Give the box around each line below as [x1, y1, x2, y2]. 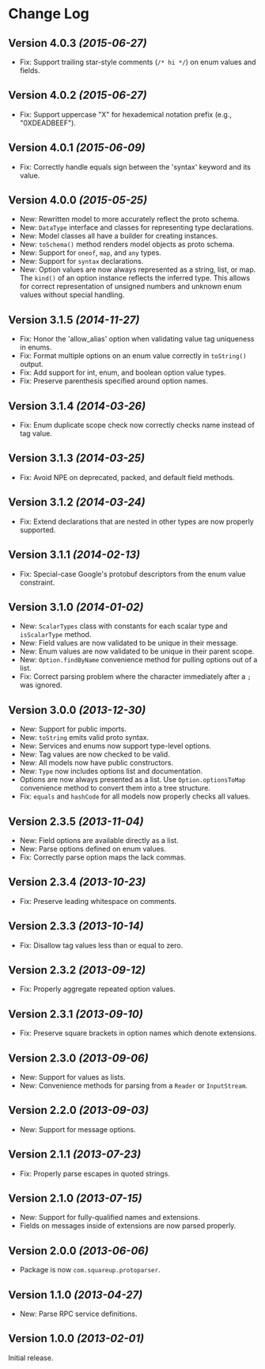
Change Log [8, 5, 89, 23]
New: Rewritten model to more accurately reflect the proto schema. [19, 215, 240, 224]
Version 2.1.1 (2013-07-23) [8, 1148, 142, 1161]
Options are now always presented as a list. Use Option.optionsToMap [19, 775, 246, 784]
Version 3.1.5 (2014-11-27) [8, 313, 140, 326]
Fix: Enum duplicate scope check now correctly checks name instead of [19, 421, 255, 430]
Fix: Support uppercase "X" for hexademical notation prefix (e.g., [19, 109, 232, 119]
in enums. [19, 342, 52, 353]
